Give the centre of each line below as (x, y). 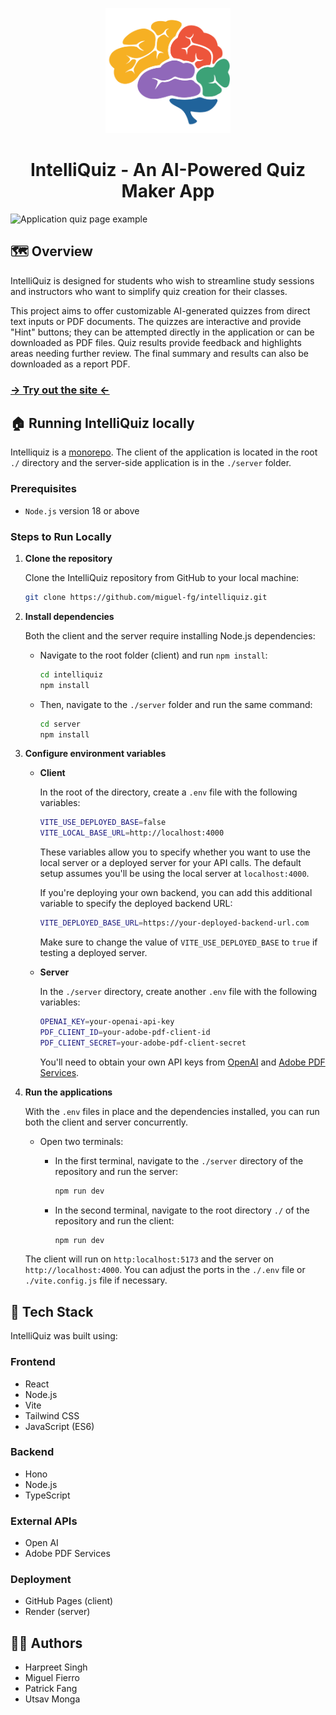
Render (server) (57, 1612)
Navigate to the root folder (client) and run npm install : (153, 655)
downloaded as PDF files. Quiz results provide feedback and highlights (156, 342)
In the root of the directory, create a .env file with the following (168, 792)
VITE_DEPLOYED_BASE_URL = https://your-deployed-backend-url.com (174, 923)
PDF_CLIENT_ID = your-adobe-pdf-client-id (125, 1032)
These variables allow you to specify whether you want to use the (175, 852)
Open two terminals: (81, 1141)
